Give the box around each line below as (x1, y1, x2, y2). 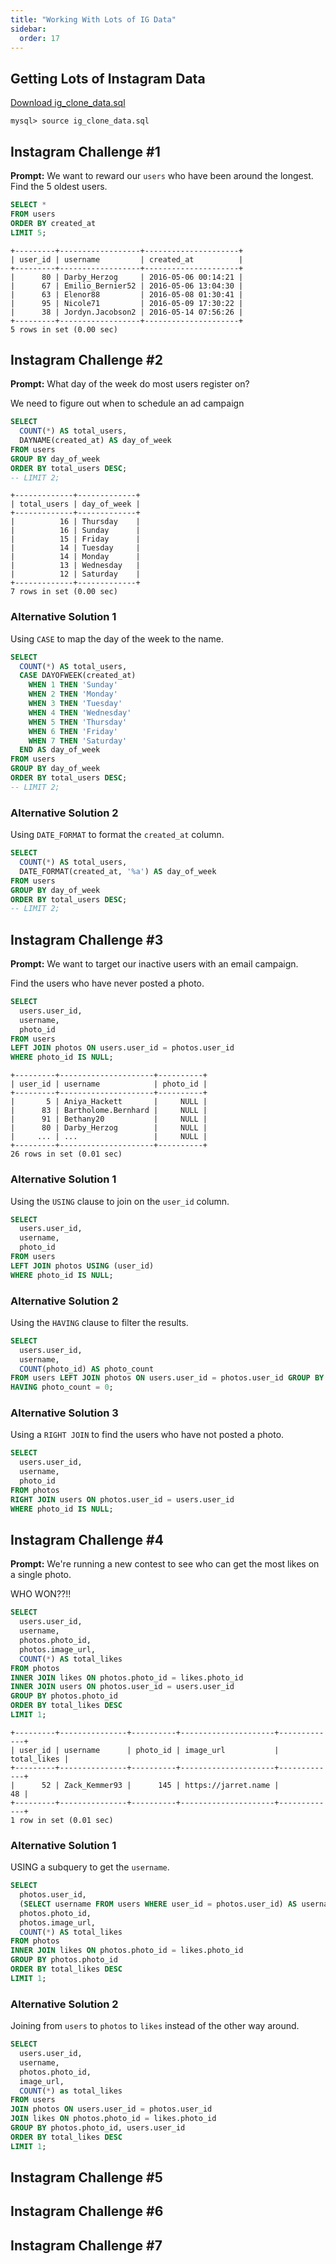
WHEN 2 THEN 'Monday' (28, 689, 118, 700)
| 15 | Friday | (10, 534, 141, 545)
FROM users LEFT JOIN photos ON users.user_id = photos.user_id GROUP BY (10, 1373, 325, 1383)
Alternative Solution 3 (10, 1406, 119, 1420)
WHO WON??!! (10, 1588, 72, 1600)
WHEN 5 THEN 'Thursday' (28, 717, 128, 727)
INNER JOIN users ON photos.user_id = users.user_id (10, 1682, 235, 1692)
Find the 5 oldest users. (10, 181, 108, 192)
